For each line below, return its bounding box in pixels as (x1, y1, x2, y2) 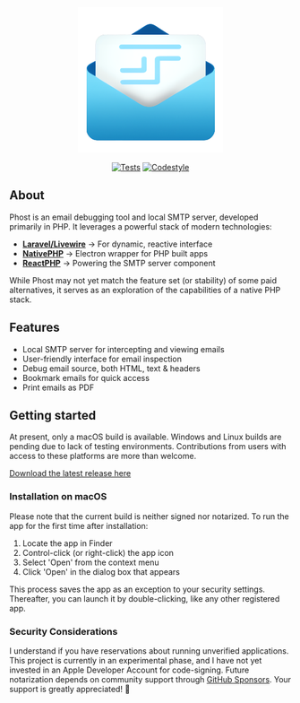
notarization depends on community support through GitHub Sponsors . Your (9, 674, 292, 685)
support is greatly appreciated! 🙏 (9, 684, 131, 695)
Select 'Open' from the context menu (21, 557, 159, 568)
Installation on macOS (9, 490, 107, 503)
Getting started (9, 408, 97, 423)
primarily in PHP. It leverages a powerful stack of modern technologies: (9, 221, 272, 231)
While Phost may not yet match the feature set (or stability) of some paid (9, 274, 278, 285)
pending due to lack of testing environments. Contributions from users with (9, 441, 287, 452)
